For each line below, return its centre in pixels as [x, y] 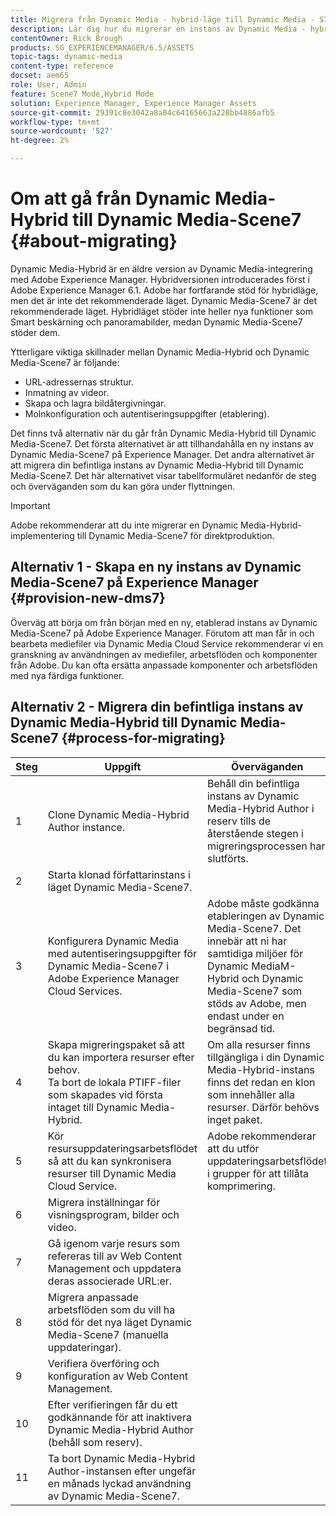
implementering [42, 535]
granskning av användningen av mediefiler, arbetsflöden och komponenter [164, 654]
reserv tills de [239, 821]
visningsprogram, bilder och [113, 1214]
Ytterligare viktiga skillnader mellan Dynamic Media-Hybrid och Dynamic [160, 352]
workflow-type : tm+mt [55, 122]
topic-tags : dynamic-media [66, 57]
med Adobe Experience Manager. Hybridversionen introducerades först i [160, 279]
